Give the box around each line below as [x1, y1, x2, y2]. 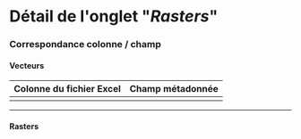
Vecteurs [9, 60, 45, 70]
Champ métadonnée [129, 83, 219, 95]
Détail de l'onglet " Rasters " [9, 6, 219, 27]
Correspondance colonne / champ [9, 38, 161, 51]
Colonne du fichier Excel [13, 83, 121, 95]
